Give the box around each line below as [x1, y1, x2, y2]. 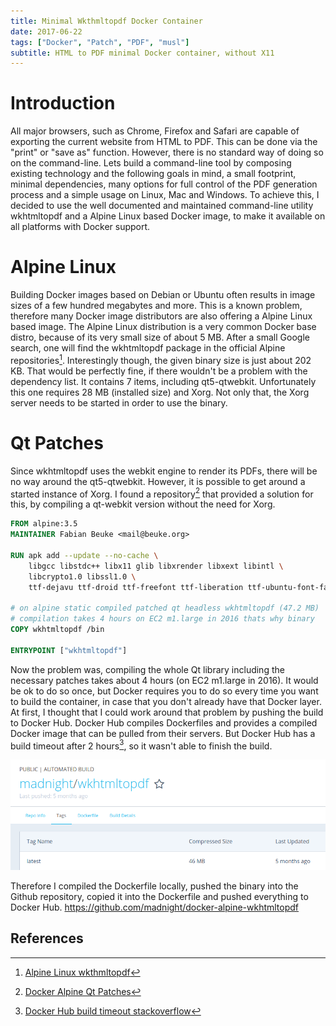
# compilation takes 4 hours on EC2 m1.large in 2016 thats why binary [10, 614, 315, 624]
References [10, 930, 84, 947]
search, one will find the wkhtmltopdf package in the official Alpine [10, 342, 286, 354]
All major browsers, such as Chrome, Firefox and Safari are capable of [10, 125, 300, 137]
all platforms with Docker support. [10, 221, 151, 233]
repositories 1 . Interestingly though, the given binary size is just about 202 [10, 353, 312, 366]
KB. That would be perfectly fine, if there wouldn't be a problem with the [10, 365, 308, 377]
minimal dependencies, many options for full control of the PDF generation [10, 178, 318, 190]
